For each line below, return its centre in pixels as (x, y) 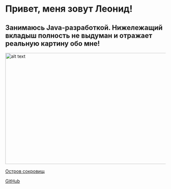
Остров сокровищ (25, 171)
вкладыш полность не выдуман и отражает (79, 35)
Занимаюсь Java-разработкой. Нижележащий (84, 28)
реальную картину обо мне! (53, 43)
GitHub (13, 181)
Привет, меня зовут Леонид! (69, 9)
